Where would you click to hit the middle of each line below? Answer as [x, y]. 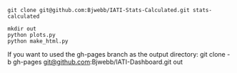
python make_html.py [38, 41]
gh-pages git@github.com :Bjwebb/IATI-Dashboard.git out [98, 62]
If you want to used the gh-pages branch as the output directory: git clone [117, 54]
